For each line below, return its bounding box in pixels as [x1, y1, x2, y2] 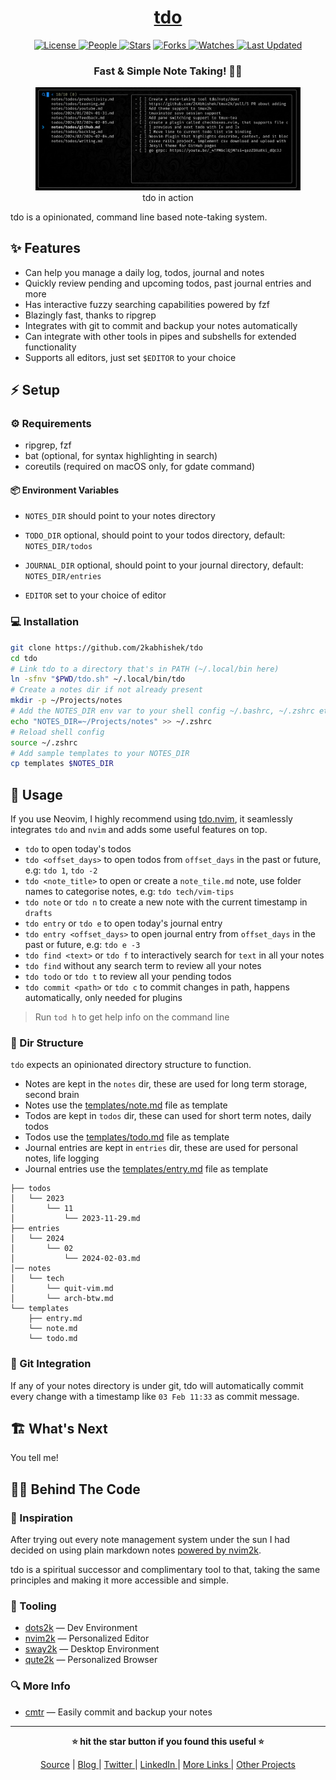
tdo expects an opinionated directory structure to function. [10, 1059, 252, 1071]
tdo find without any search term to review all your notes [24, 960, 262, 972]
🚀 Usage [10, 786, 63, 803]
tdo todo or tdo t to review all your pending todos [24, 971, 232, 983]
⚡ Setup [10, 381, 60, 398]
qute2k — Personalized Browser [24, 1654, 158, 1666]
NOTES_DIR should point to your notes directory [24, 510, 216, 522]
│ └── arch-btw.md [10, 1294, 114, 1304]
